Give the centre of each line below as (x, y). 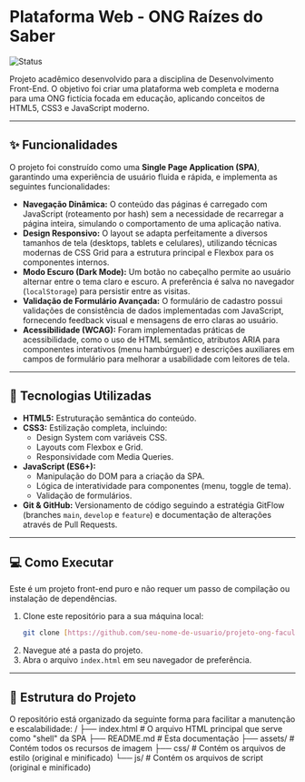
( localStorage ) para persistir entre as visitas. (106, 291)
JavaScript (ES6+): (59, 466)
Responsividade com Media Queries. (105, 456)
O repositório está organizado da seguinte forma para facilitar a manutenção (152, 719)
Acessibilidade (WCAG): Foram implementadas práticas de (134, 330)
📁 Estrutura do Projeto (73, 697)
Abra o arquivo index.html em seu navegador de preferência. (137, 660)
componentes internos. (66, 262)
